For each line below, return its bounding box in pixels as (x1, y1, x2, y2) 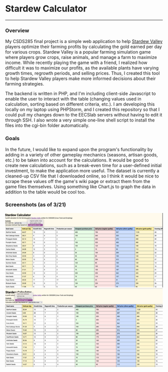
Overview (5, 27, 29, 34)
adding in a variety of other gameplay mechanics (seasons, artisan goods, (5, 151, 158, 157)
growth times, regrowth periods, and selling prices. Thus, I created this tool (5, 70, 160, 76)
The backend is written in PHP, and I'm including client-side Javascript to (5, 90, 156, 96)
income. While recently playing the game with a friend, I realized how (5, 59, 147, 65)
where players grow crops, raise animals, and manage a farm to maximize (5, 54, 157, 60)
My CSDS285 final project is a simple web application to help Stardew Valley (5, 38, 163, 44)
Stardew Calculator (5, 3, 87, 14)
